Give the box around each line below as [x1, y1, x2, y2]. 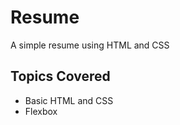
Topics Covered [10, 68, 111, 85]
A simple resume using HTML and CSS [10, 39, 170, 51]
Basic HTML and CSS [24, 94, 114, 106]
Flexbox [24, 105, 58, 117]
